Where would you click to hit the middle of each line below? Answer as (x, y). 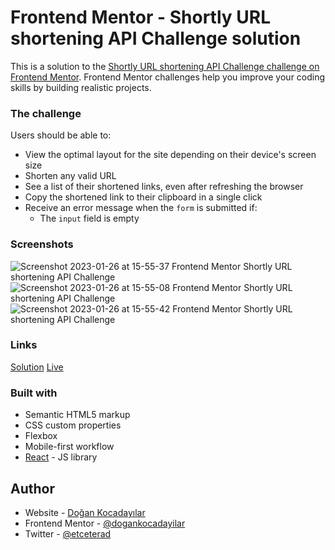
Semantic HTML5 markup (77, 415)
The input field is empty (89, 218)
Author (32, 488)
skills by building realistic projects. (81, 87)
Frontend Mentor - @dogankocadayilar (105, 523)
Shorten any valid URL (70, 176)
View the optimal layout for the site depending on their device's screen (170, 155)
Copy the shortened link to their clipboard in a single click (143, 197)
